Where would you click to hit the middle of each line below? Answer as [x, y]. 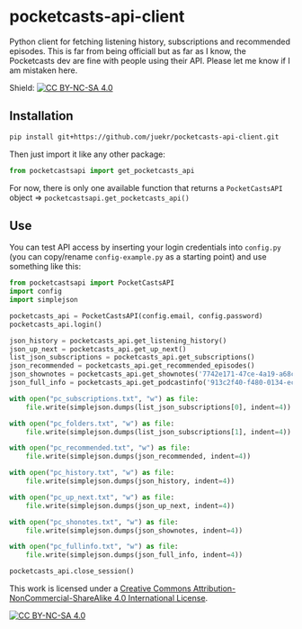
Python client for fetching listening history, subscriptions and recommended [150, 41]
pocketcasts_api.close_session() [72, 571]
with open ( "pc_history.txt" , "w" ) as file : [92, 473]
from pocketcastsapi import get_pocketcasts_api [102, 170]
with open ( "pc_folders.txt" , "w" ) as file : [92, 424]
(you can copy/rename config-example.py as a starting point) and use [138, 257]
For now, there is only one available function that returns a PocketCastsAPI [146, 187]
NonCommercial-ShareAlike [61, 598]
